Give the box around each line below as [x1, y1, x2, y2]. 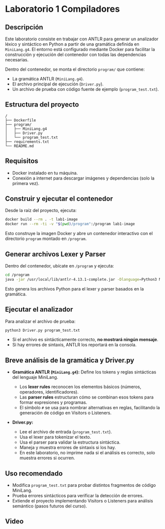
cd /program [5, 272, 29, 277]
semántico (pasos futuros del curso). [12, 503, 87, 509]
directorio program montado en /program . [5, 236, 87, 241]
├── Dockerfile [5, 118, 36, 123]
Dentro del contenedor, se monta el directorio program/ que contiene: [5, 66, 145, 72]
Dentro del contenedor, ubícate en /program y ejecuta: [5, 263, 114, 268]
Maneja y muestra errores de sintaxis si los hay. [19, 445, 116, 450]
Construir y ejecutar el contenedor [5, 195, 113, 203]
